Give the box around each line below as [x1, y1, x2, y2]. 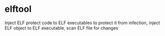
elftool [4, 3, 32, 15]
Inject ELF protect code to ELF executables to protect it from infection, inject [4, 20, 161, 26]
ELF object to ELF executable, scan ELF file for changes [4, 25, 118, 31]
